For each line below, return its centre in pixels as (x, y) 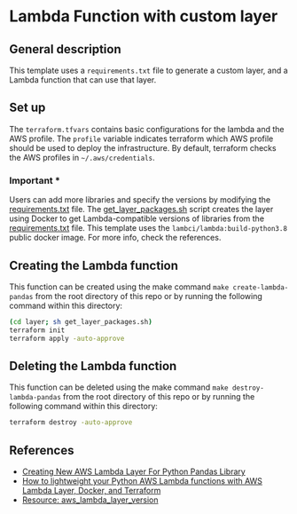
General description (65, 49)
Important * (35, 180)
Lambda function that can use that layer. (83, 80)
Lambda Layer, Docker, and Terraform (91, 491)
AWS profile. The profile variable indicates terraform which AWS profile (141, 138)
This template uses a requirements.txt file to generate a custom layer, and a (148, 70)
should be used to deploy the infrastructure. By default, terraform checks (143, 147)
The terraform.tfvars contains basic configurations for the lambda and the (147, 129)
